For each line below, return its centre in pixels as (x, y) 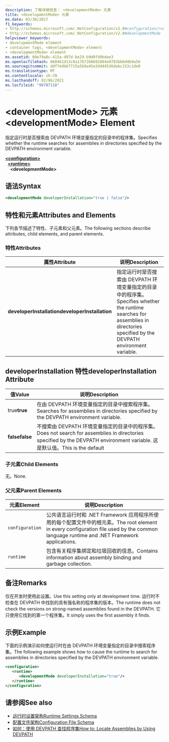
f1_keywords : (19, 24)
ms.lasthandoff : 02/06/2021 (35, 80)
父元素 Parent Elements (33, 491)
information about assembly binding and (94, 558)
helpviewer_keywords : (28, 38)
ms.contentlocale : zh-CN (31, 76)
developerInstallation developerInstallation (60, 311)
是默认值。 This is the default (71, 448)
